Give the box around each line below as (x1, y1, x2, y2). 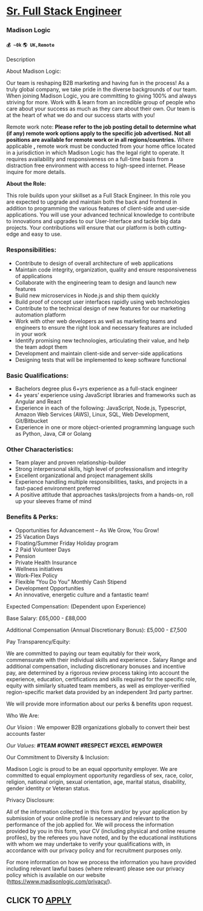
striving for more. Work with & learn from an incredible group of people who (6, 99, 196, 106)
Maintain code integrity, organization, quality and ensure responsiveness (15, 265, 197, 273)
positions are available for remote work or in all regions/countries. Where (6, 136, 194, 144)
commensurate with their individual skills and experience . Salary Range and (6, 656, 197, 663)
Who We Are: (6, 712, 39, 719)
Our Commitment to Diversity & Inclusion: (6, 753, 110, 761)
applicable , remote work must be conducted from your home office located (6, 142, 196, 150)
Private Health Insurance (15, 559, 77, 566)
